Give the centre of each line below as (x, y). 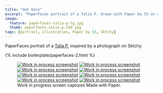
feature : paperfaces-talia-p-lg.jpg (46, 23)
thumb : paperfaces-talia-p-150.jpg (45, 28)
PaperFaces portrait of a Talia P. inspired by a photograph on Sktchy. (74, 46)
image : (12, 18)
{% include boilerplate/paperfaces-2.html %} (50, 55)
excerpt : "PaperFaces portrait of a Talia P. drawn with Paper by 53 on (80, 14)
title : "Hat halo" (24, 9)
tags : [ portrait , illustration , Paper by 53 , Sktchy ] (61, 32)
